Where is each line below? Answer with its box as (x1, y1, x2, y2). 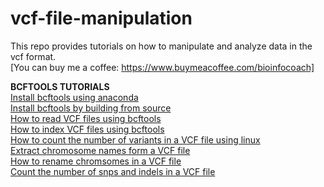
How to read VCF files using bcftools (10, 112, 162, 124)
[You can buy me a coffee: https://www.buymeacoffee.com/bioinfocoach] (10, 61, 315, 73)
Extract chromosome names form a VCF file (10, 144, 191, 156)
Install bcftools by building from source (10, 102, 172, 114)
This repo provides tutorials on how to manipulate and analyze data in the (10, 40, 313, 52)
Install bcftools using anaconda (10, 91, 139, 103)
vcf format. (10, 50, 57, 62)
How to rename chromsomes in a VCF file (10, 155, 182, 167)
